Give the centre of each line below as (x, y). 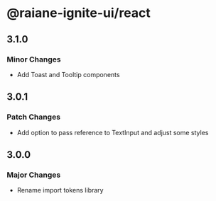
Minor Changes (34, 59)
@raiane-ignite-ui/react (79, 13)
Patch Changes (34, 117)
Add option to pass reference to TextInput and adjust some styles (113, 132)
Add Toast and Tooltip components (68, 74)
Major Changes (34, 175)
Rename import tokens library (60, 190)
